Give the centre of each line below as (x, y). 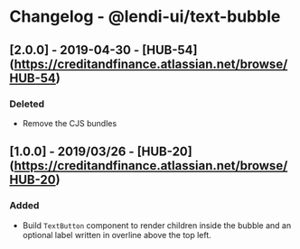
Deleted (27, 104)
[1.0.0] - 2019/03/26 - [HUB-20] (101, 152)
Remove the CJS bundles (70, 123)
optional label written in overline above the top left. (117, 235)
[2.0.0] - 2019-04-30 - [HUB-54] (103, 50)
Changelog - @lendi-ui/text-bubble (145, 17)
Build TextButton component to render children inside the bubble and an (157, 225)
